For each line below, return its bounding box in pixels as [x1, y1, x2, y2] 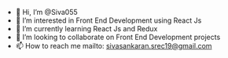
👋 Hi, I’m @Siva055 [15, 8, 79, 16]
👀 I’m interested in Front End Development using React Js [15, 16, 202, 25]
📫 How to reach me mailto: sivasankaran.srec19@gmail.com [15, 42, 212, 50]
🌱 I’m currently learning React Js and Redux [15, 24, 158, 33]
